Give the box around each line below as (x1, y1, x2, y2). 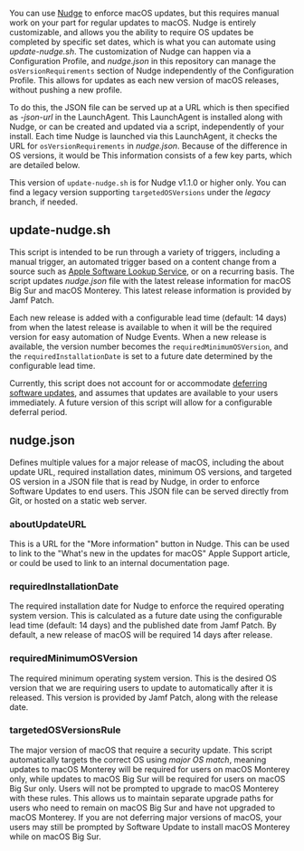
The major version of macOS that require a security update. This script (9, 744, 273, 755)
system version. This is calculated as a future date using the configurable (9, 610, 283, 621)
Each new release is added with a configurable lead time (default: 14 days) (9, 312, 288, 323)
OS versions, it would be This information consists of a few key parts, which (9, 150, 292, 161)
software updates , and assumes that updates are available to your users (9, 387, 279, 398)
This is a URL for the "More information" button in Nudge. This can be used (9, 538, 290, 549)
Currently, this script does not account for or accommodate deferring (9, 377, 268, 388)
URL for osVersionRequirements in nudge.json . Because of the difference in (9, 140, 288, 151)
